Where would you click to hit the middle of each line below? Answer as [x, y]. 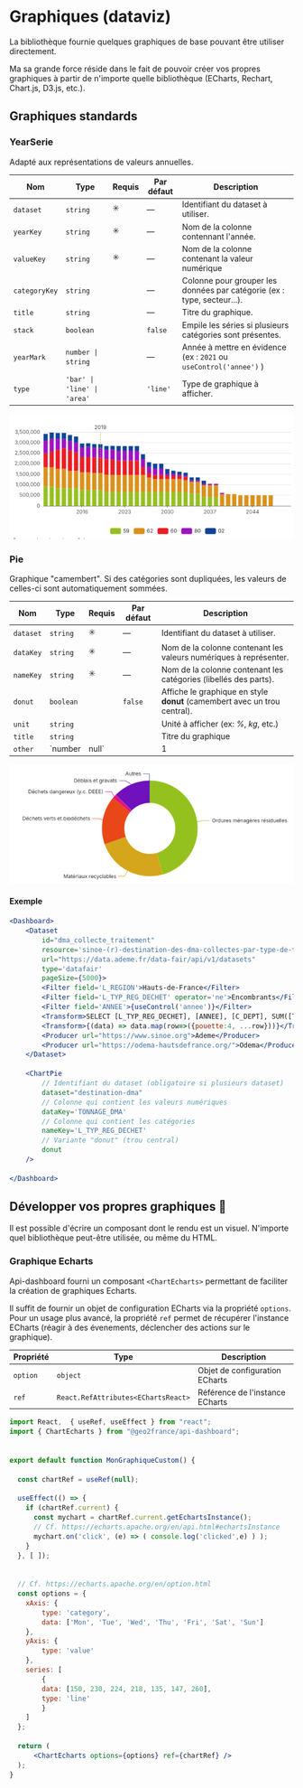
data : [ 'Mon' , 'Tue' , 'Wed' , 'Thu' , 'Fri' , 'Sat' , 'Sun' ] [153, 1622]
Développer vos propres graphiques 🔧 [118, 1207]
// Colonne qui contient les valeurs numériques [135, 1102]
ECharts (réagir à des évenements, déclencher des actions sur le [130, 1327]
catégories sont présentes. [231, 334]
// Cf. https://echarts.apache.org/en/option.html [115, 1584]
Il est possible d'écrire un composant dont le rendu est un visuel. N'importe [149, 1228]
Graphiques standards [73, 116]
